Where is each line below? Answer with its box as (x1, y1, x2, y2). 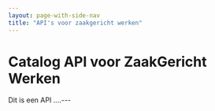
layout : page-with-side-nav (8, 11, 101, 20)
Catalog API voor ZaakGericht (8, 53, 207, 71)
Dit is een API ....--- (8, 95, 72, 105)
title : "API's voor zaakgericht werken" (8, 19, 143, 27)
